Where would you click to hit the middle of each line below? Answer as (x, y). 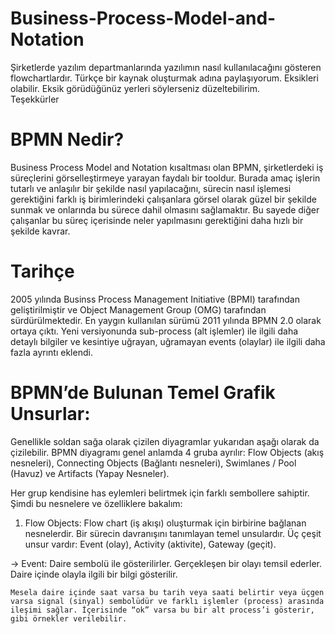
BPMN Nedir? (67, 139)
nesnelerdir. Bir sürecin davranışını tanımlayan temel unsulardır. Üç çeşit (173, 533)
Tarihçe (42, 271)
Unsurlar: (50, 414)
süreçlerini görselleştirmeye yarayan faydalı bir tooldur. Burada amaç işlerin (165, 178)
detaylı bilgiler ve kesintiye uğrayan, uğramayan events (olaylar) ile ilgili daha (168, 341)
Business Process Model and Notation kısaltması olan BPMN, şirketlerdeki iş (167, 167)
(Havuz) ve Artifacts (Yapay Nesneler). (90, 473)
